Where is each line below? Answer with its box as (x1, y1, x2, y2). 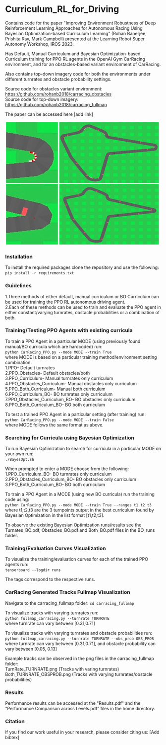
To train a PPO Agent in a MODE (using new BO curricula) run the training (5, 491, 155, 497)
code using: (5, 497, 30, 502)
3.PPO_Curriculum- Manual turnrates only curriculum (5, 375, 113, 381)
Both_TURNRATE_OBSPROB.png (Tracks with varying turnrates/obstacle (5, 671, 153, 677)
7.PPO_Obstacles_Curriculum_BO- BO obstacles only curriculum (5, 396, 136, 402)
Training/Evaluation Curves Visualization (5, 545, 106, 552)
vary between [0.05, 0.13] (5, 646, 57, 652)
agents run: (5, 562, 29, 568)
